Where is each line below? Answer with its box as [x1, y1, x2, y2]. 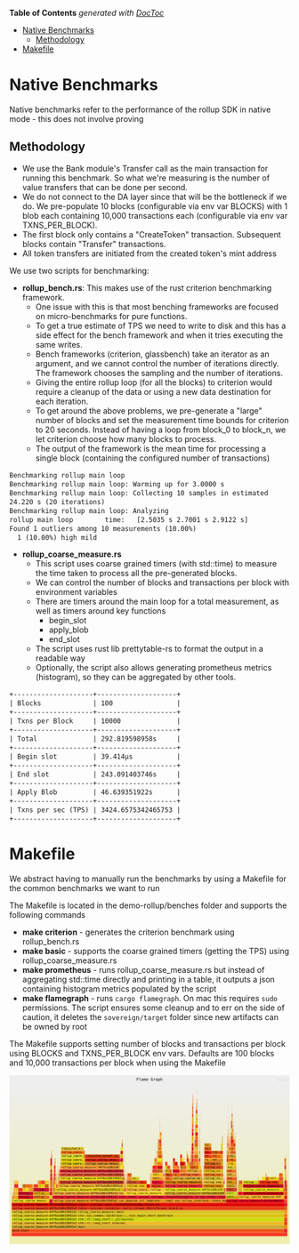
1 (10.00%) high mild [17, 533, 98, 542]
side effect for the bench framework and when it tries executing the [35, 329, 283, 341]
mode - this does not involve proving [9, 113, 144, 124]
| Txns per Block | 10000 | [9, 716, 181, 726]
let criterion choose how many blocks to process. [35, 433, 216, 444]
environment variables [35, 586, 117, 597]
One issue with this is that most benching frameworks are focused [35, 301, 279, 312]
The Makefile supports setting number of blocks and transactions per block [9, 1038, 287, 1048]
